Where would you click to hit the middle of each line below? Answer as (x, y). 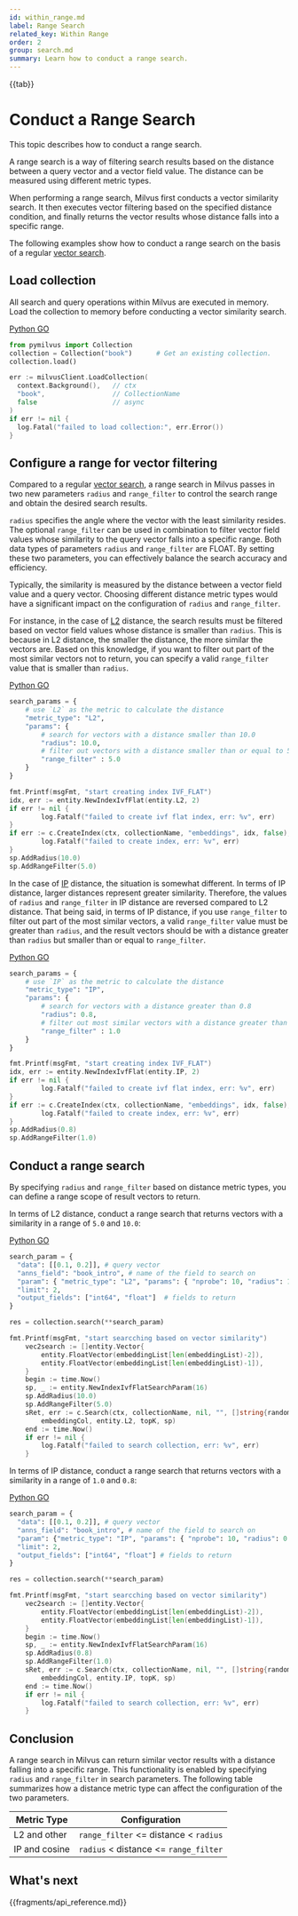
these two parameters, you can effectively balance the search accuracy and (148, 558)
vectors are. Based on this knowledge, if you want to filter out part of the (142, 649)
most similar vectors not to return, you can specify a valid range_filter (139, 659)
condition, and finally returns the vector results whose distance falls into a (144, 216)
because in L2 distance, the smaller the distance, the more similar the (136, 640)
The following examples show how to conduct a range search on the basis (145, 243)
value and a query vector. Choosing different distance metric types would (144, 594)
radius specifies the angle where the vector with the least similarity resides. (148, 521)
